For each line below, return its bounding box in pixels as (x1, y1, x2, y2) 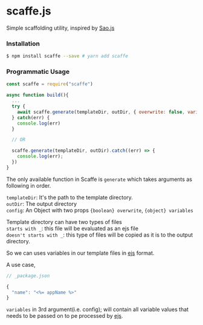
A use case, (6, 261, 36, 268)
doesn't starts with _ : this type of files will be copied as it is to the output (6, 231, 193, 238)
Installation (6, 39, 40, 48)
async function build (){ (6, 92, 69, 98)
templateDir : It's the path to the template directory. (6, 194, 133, 201)
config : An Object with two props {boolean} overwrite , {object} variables (6, 206, 193, 214)
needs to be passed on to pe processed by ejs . (6, 312, 123, 320)
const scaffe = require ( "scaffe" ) (6, 81, 94, 87)
